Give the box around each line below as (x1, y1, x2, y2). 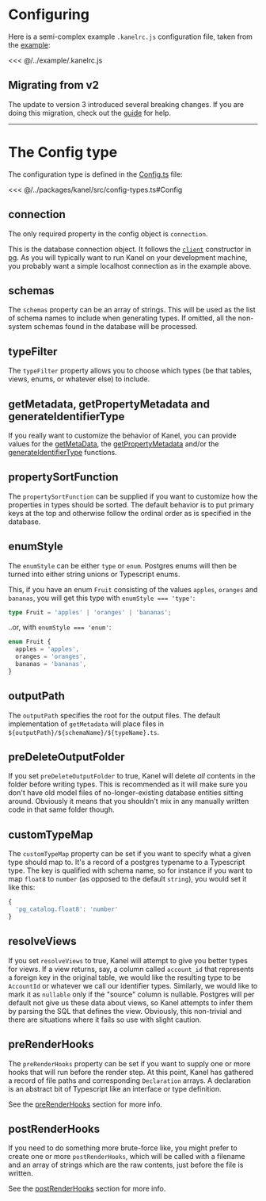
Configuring (8, 6, 89, 24)
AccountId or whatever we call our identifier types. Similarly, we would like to (8, 981, 258, 990)
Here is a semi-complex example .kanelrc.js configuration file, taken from (8, 32, 253, 41)
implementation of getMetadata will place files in (8, 719, 165, 729)
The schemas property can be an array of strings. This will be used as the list (8, 305, 256, 315)
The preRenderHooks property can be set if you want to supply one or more (8, 1058, 251, 1068)
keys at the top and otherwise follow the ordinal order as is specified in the (8, 508, 252, 518)
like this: (8, 882, 36, 893)
